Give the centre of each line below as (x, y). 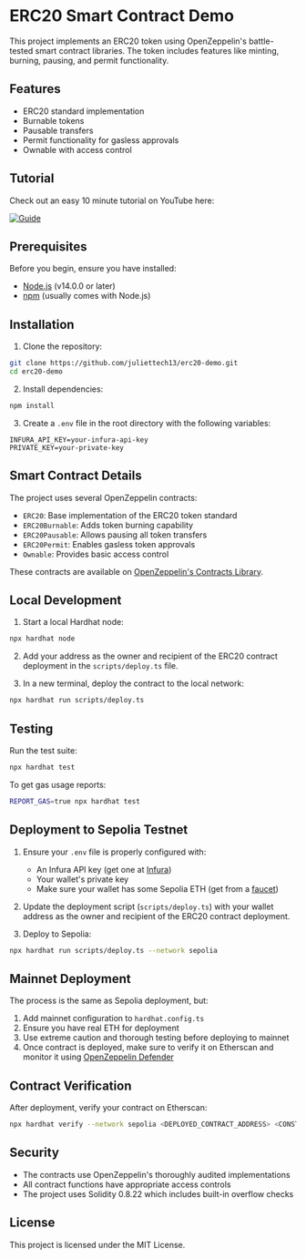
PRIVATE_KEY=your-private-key (67, 447)
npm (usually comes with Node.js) (87, 296)
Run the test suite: (43, 751)
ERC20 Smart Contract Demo (122, 16)
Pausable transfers (58, 130)
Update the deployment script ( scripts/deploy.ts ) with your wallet (148, 906)
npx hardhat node (42, 639)
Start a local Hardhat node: (73, 622)
